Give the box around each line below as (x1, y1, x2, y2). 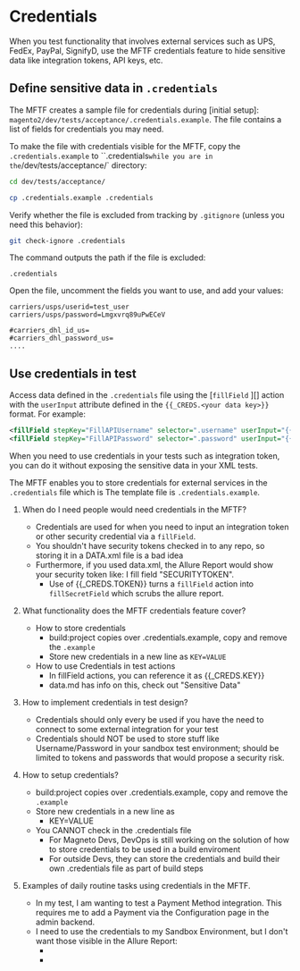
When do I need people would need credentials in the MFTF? (21, 503, 247, 515)
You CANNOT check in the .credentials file (35, 824, 192, 835)
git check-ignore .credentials (9, 236, 126, 245)
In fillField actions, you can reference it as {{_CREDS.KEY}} (48, 670, 265, 680)
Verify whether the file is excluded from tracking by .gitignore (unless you (9, 209, 286, 220)
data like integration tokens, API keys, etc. (9, 55, 163, 65)
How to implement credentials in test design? (21, 697, 188, 707)
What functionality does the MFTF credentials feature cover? (21, 605, 246, 616)
